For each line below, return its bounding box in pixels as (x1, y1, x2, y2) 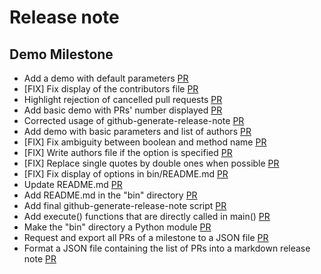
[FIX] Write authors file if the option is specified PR (23, 147, 233, 158)
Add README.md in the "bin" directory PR (23, 189, 198, 201)
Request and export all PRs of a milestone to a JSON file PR (23, 232, 269, 243)
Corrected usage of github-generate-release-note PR (23, 115, 245, 126)
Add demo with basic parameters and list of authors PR (23, 126, 252, 137)
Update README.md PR (23, 179, 123, 190)
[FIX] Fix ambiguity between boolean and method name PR (23, 136, 267, 148)
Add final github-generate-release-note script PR (23, 200, 227, 211)
